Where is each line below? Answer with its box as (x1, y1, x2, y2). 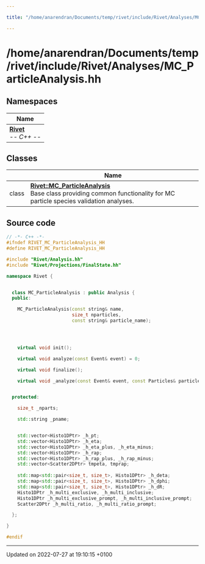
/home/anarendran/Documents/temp (6, 46, 199, 60)
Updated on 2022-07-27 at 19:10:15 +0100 (6, 551, 113, 558)
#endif (6, 534, 23, 540)
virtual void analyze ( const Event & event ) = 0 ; (17, 355, 140, 362)
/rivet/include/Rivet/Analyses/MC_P (6, 59, 194, 73)
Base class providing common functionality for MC (30, 189, 175, 198)
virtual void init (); (17, 344, 72, 351)
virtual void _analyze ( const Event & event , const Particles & (17, 377, 176, 384)
